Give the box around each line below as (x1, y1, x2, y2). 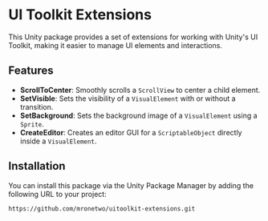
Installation (8, 159, 66, 173)
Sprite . (19, 119, 44, 129)
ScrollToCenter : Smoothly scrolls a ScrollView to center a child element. (19, 85, 261, 94)
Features (8, 64, 54, 78)
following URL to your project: (8, 189, 107, 199)
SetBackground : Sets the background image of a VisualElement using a (19, 110, 258, 120)
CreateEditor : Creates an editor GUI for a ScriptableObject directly (19, 127, 242, 137)
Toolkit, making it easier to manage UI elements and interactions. (8, 40, 223, 50)
